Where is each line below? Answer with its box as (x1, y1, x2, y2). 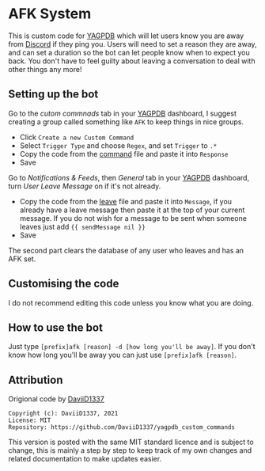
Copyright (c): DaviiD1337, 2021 (8, 409, 119, 418)
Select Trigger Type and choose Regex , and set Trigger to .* (19, 140, 218, 150)
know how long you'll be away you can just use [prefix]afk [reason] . (8, 350, 237, 360)
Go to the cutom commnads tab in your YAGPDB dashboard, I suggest (8, 108, 237, 118)
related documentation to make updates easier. (8, 454, 162, 464)
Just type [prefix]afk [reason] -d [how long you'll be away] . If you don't (8, 342, 256, 351)
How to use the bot (8, 321, 103, 334)
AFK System (8, 5, 92, 23)
